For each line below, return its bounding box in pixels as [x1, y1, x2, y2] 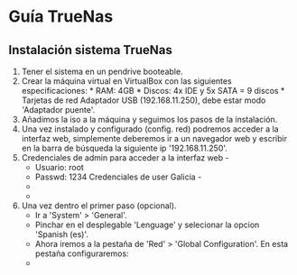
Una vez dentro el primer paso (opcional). [21, 200, 177, 211]
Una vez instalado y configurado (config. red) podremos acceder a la [21, 124, 279, 134]
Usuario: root [34, 162, 85, 172]
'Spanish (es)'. [34, 229, 89, 240]
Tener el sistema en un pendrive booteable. [21, 66, 183, 77]
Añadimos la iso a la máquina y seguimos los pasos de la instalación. [21, 115, 278, 124]
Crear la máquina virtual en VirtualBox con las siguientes [21, 76, 232, 87]
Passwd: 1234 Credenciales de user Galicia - [34, 171, 202, 182]
